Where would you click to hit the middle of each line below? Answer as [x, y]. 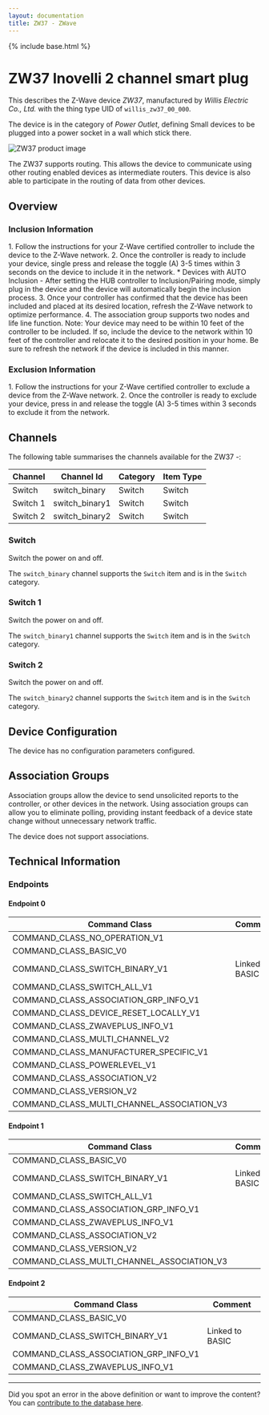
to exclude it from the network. [59, 413]
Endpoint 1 [26, 1126]
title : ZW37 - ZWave [43, 23]
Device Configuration [63, 731]
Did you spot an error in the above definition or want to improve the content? [134, 1394]
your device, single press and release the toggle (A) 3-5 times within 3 [124, 264]
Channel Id [82, 477]
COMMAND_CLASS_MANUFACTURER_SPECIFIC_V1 [110, 1052]
